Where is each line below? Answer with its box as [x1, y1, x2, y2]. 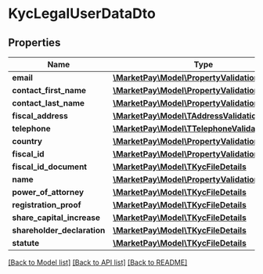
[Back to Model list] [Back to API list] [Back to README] [8, 258, 188, 267]
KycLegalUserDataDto [8, 5, 157, 23]
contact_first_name [12, 85, 87, 96]
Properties [8, 36, 61, 49]
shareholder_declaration [12, 225, 106, 236]
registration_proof [12, 200, 81, 210]
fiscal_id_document [12, 161, 88, 172]
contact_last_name [12, 98, 85, 108]
